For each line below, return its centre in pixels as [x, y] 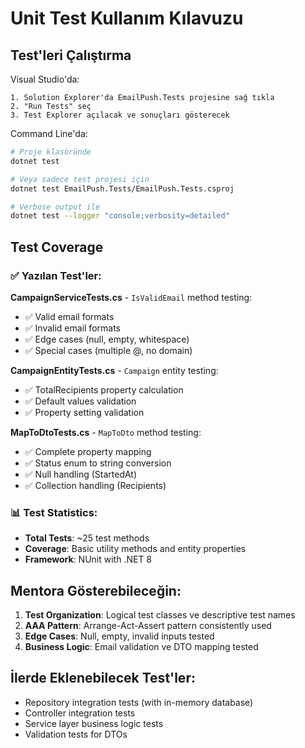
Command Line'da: [49, 133]
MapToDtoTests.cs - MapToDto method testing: [106, 432]
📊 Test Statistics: [54, 512]
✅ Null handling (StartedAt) [81, 474]
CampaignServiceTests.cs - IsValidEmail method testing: [131, 297]
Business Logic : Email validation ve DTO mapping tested [141, 647]
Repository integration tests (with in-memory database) [139, 702]
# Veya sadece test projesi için [80, 179]
